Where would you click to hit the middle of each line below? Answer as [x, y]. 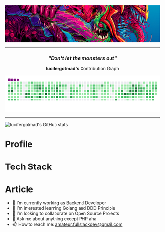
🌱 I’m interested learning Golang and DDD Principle [64, 208]
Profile [19, 145]
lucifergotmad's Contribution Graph [82, 68]
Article [19, 189]
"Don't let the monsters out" [82, 58]
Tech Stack [28, 167]
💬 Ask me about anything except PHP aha [54, 219]
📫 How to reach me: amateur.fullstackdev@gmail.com [67, 224]
